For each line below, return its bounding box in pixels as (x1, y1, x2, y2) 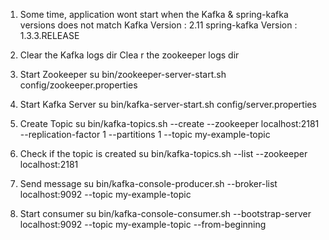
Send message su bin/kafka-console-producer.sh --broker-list (19, 178, 278, 189)
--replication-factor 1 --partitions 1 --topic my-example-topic (19, 129, 271, 140)
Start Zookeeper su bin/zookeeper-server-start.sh (19, 69, 227, 80)
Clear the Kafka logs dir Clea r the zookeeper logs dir (19, 49, 240, 61)
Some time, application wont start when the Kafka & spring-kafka (19, 9, 289, 20)
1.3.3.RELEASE (19, 30, 80, 41)
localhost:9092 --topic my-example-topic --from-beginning (19, 219, 267, 230)
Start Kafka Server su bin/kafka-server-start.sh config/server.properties (19, 99, 317, 110)
